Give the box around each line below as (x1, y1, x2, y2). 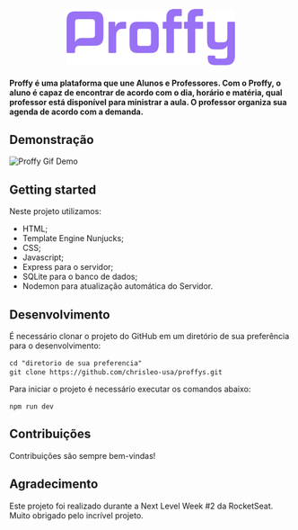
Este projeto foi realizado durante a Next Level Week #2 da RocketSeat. (9, 500, 274, 511)
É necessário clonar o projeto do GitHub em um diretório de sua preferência (9, 331, 290, 342)
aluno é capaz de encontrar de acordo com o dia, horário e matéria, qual (9, 86, 283, 98)
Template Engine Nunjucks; (22, 233, 124, 244)
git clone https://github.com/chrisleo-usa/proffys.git (9, 368, 223, 377)
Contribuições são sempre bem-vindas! (9, 450, 156, 461)
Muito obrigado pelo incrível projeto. (9, 509, 144, 521)
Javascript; (22, 252, 65, 263)
